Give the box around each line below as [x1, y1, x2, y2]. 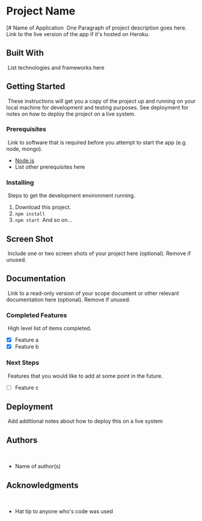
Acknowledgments [6, 480, 79, 490]
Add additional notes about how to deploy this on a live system [7, 418, 164, 425]
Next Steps [6, 359, 40, 367]
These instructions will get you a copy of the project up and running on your [7, 97, 196, 105]
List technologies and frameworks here [7, 64, 105, 71]
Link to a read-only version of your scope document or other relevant [7, 289, 179, 297]
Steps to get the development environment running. [7, 192, 135, 199]
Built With [6, 48, 44, 58]
